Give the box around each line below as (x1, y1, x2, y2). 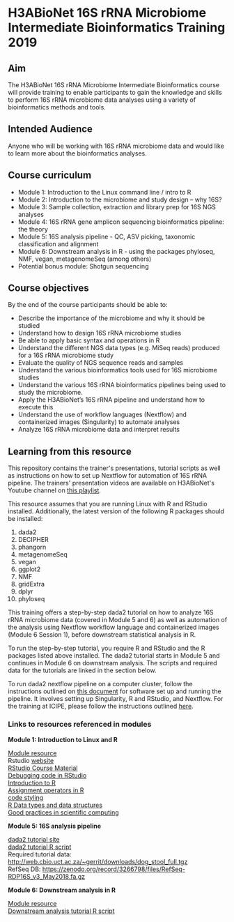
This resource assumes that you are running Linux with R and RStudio (8, 500, 208, 508)
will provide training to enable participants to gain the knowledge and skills (8, 89, 222, 96)
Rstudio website (8, 756, 54, 764)
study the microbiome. (17, 388, 83, 397)
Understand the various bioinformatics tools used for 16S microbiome (17, 366, 218, 375)
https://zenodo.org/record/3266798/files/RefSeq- (42, 865, 185, 873)
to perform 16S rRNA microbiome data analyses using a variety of (8, 96, 196, 104)
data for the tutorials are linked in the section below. (8, 666, 157, 674)
